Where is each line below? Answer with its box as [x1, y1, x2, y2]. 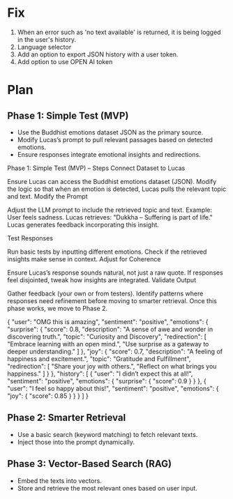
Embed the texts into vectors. [17, 476, 103, 485]
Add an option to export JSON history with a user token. [17, 50, 179, 59]
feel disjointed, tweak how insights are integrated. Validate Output [7, 275, 197, 284]
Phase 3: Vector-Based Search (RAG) [7, 458, 172, 470]
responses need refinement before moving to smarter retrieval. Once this [7, 296, 218, 305]
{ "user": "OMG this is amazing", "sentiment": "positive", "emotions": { [7, 317, 209, 325]
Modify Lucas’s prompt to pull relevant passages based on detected [17, 135, 213, 144]
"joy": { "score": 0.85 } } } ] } [7, 392, 89, 400]
